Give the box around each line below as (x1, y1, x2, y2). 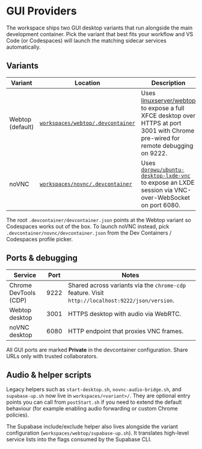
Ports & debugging (6, 253, 78, 263)
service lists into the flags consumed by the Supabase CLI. (6, 436, 152, 443)
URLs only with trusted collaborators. (6, 352, 98, 359)
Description (151, 78, 186, 87)
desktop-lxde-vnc (141, 172, 191, 179)
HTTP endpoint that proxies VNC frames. (68, 327, 184, 335)
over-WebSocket (141, 193, 191, 202)
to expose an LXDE (141, 178, 195, 187)
